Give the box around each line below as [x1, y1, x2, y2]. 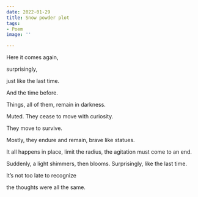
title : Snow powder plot [6, 15, 70, 21]
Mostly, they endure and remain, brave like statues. [6, 137, 136, 144]
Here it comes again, [6, 54, 59, 61]
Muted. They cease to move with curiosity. [6, 113, 114, 120]
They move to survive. [6, 124, 63, 132]
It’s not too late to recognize [6, 172, 76, 179]
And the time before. [6, 89, 58, 96]
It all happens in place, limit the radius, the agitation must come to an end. [6, 148, 193, 156]
